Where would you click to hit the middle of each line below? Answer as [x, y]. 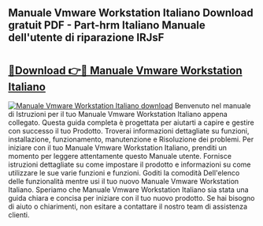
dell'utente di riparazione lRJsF [86, 38]
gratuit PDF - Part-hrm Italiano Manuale [107, 26]
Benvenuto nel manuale [213, 105]
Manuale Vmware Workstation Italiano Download [131, 13]
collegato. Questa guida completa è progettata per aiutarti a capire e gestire [131, 122]
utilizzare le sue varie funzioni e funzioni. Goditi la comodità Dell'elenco [124, 173]
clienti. [19, 215]
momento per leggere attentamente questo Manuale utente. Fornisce [120, 156]
